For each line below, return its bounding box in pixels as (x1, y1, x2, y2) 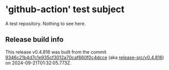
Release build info (5, 35, 64, 44)
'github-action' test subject (5, 4, 124, 15)
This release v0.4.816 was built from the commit (5, 49, 107, 55)
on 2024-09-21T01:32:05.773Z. (5, 60, 72, 66)
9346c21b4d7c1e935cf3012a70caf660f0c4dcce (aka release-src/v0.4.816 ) (5, 54, 164, 60)
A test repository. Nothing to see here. (5, 20, 86, 27)
